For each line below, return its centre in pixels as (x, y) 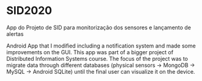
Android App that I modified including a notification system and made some (101, 46)
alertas (15, 33)
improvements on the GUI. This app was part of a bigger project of (90, 52)
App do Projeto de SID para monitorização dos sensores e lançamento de (99, 27)
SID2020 (29, 11)
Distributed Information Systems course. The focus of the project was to (97, 58)
